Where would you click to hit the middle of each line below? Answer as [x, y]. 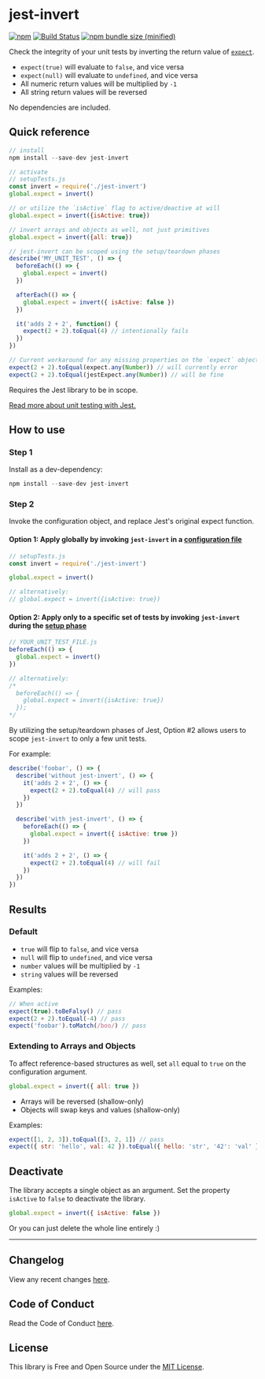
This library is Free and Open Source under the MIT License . [107, 1367]
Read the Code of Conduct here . [62, 1323]
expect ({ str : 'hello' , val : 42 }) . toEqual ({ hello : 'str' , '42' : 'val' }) [136, 1147]
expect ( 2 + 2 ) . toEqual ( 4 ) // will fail [95, 863]
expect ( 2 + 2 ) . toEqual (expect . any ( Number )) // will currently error [123, 367]
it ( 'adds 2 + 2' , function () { [67, 324]
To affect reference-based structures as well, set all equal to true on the [127, 1063]
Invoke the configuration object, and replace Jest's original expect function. [132, 521]
